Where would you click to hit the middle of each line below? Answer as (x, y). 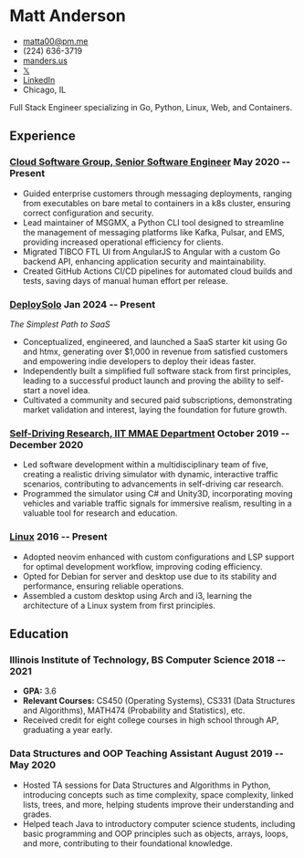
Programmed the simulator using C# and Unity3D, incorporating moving (158, 494)
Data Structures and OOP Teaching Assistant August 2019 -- (147, 754)
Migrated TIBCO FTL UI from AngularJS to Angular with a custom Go (152, 251)
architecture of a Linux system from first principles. (119, 605)
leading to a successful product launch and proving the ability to (143, 381)
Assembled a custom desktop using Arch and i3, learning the (137, 595)
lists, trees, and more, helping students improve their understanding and (158, 804)
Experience (42, 136)
